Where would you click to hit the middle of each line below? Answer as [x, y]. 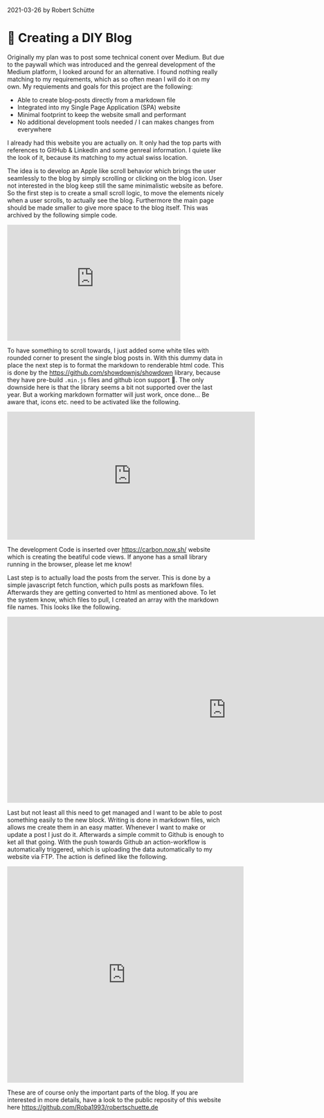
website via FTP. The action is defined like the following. [87, 856]
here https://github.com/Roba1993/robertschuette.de [83, 1107]
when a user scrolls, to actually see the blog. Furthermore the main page [111, 200]
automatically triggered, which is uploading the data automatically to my [110, 849]
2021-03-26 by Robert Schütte [51, 10]
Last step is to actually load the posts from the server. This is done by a [109, 577]
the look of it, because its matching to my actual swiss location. [98, 157]
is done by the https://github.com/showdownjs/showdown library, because [114, 372]
